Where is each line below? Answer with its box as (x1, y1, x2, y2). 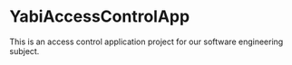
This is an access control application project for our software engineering (9, 36, 284, 47)
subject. (9, 45, 40, 56)
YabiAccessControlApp (9, 6, 190, 27)
